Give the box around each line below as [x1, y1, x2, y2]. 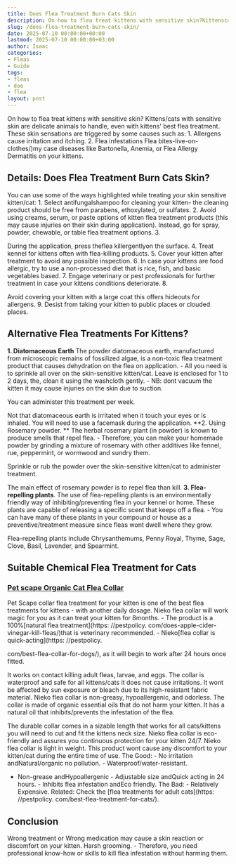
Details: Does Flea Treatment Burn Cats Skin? [7, 172, 211, 184]
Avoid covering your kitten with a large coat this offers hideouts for [7, 292, 200, 301]
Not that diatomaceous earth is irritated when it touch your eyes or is [7, 411, 206, 419]
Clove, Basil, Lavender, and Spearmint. [7, 542, 119, 550]
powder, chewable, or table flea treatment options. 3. [7, 228, 161, 236]
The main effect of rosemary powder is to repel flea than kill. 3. [7, 483, 190, 492]
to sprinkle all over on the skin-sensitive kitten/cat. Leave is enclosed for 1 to [7, 369, 229, 377]
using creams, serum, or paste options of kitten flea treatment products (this [7, 213, 228, 221]
